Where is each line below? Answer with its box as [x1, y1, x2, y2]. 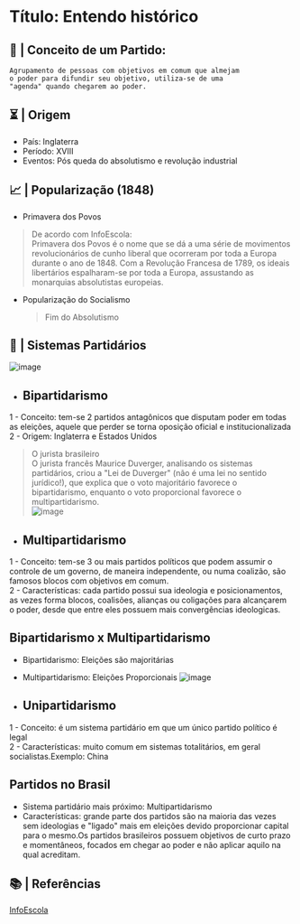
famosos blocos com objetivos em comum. [9, 575, 169, 586]
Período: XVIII [22, 145, 74, 156]
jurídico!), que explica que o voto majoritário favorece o [31, 477, 238, 489]
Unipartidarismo [22, 698, 117, 714]
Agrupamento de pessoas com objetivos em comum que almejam [9, 66, 241, 75]
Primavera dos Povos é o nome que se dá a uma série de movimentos [31, 238, 291, 249]
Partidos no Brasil [9, 777, 111, 792]
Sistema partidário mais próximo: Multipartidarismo [22, 801, 213, 812]
